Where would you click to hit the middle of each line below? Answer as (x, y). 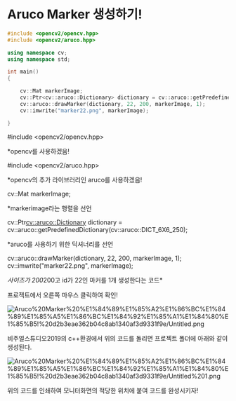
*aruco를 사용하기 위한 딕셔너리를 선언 (60, 244)
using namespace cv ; (38, 53)
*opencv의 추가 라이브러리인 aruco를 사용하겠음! (75, 179)
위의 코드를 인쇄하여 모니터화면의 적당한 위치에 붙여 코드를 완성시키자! (103, 390)
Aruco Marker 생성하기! (75, 14)
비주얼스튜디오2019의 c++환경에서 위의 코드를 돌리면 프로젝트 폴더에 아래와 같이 (118, 338)
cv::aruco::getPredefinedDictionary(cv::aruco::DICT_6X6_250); (98, 229)
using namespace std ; (39, 59)
